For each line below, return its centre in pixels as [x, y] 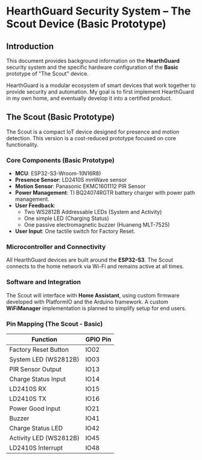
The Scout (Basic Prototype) [61, 117]
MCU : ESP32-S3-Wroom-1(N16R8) [58, 173]
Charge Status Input [38, 379]
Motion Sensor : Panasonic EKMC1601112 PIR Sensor [80, 186]
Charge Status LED [36, 428]
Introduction [30, 46]
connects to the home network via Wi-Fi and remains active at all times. [95, 267]
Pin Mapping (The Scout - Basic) [55, 323]
